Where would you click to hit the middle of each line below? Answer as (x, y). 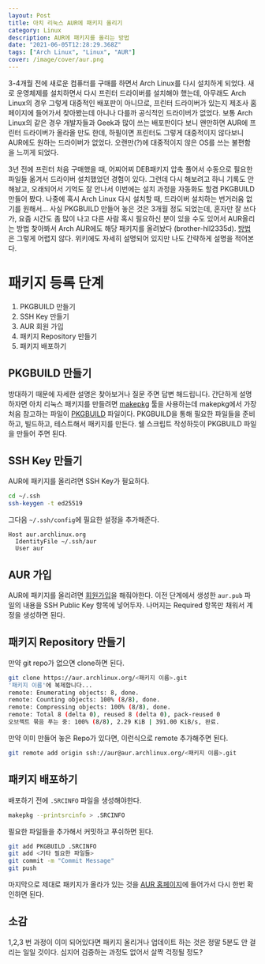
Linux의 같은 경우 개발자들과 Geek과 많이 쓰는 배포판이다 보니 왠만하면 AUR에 (128, 123)
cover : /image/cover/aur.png (56, 60)
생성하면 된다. (44, 615)
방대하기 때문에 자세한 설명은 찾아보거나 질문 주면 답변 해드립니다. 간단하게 (123, 394)
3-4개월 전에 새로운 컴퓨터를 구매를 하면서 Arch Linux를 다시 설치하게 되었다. (127, 83)
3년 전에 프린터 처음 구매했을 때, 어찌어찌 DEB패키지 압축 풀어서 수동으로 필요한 (131, 169)
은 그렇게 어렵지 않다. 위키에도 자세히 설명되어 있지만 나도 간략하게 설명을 (121, 238)
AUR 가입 (30, 575)
